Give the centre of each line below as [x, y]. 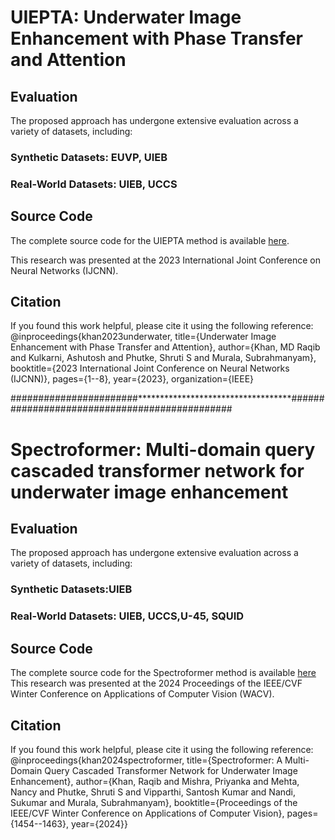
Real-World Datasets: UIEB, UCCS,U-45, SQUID [127, 616]
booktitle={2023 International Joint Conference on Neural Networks [150, 368]
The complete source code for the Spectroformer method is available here [163, 673]
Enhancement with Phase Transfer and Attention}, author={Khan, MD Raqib [165, 347]
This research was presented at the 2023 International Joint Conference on [165, 260]
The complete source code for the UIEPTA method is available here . [150, 240]
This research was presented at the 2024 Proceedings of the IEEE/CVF [156, 683]
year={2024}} [99, 823]
